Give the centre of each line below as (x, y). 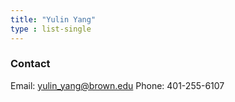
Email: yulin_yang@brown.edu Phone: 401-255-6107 (117, 85)
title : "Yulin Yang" (53, 19)
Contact (30, 64)
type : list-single (51, 29)
